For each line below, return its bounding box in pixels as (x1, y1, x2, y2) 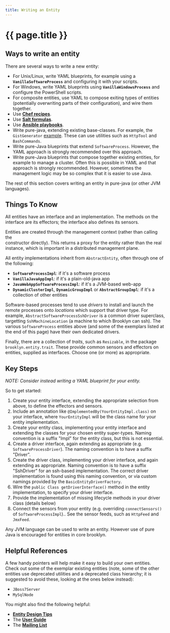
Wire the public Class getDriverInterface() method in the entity (12, 484, 150, 490)
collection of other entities (12, 292, 67, 298)
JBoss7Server (12, 587, 41, 592)
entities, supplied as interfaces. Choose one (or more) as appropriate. (5, 350, 151, 356)
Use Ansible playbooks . (12, 122, 64, 128)
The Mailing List (12, 622, 47, 628)
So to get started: (5, 388, 42, 394)
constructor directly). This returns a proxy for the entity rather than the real (5, 240, 162, 246)
